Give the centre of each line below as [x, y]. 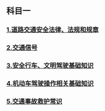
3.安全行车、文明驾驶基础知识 [50, 66]
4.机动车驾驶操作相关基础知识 [50, 84]
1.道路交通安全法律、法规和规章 [52, 30]
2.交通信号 [22, 48]
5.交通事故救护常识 [34, 101]
